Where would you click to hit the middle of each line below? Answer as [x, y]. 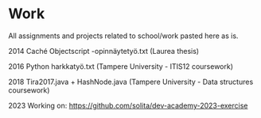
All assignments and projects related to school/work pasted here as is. [123, 36]
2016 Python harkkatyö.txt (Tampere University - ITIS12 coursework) [121, 66]
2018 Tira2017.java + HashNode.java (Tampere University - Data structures [131, 82]
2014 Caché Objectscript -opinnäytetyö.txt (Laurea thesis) [104, 51]
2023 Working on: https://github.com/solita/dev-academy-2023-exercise [128, 105]
